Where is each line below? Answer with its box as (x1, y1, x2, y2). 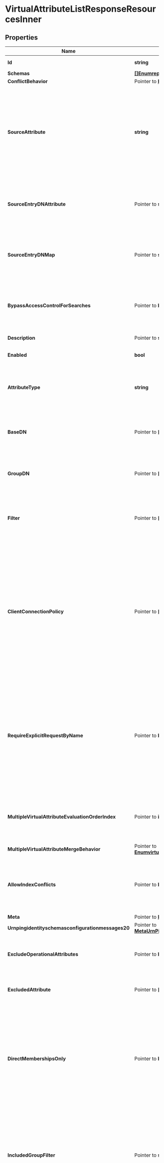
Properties (5, 33, 38, 42)
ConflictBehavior (7, 78, 48, 85)
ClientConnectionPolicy (7, 608, 64, 615)
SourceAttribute (7, 129, 46, 135)
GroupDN (7, 470, 30, 477)
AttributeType (7, 384, 41, 390)
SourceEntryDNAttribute (7, 201, 66, 207)
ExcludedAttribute (7, 986, 51, 993)
